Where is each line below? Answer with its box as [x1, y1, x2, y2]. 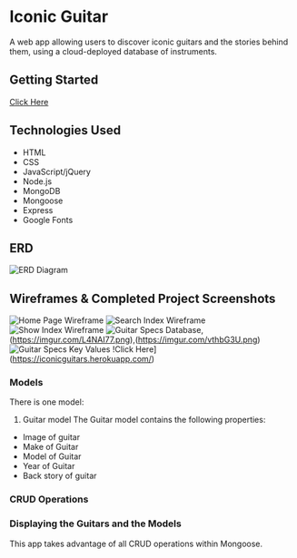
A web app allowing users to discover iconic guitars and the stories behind [9, 36, 289, 47]
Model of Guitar [22, 451, 82, 462]
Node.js [22, 175, 53, 187]
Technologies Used [9, 122, 121, 138]
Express [22, 204, 54, 215]
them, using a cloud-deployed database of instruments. [9, 45, 218, 56]
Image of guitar [22, 432, 80, 443]
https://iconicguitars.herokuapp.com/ [12, 354, 153, 365]
